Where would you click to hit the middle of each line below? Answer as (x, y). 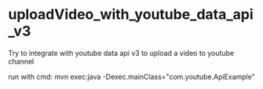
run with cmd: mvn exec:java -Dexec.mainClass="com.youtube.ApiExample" (131, 76)
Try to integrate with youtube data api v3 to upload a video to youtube (121, 53)
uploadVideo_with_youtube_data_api (131, 15)
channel (21, 61)
